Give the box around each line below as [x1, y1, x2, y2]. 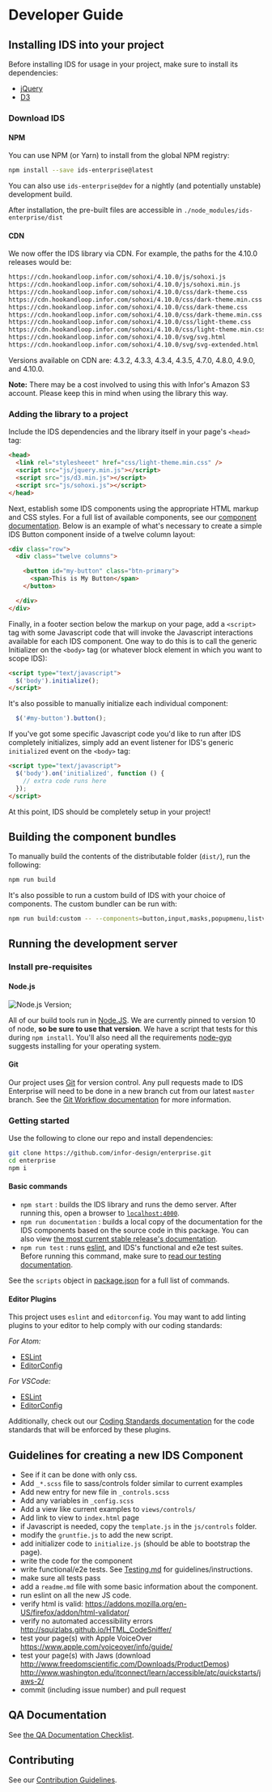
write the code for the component [19, 1556, 133, 1565]
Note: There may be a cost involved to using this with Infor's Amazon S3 [8, 379, 250, 389]
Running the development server [8, 937, 178, 951]
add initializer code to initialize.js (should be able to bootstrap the [19, 1539, 251, 1548]
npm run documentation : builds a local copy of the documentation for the [19, 1216, 263, 1226]
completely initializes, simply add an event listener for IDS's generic [8, 738, 234, 747]
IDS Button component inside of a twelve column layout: [8, 529, 196, 539]
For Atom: [8, 1336, 41, 1346]
